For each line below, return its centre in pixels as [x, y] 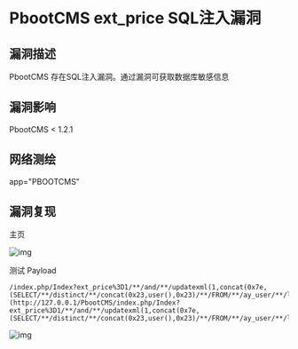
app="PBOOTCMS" [44, 181]
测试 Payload [33, 271]
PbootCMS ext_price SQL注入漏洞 [135, 18]
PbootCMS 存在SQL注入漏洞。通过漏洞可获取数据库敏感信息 [119, 77]
